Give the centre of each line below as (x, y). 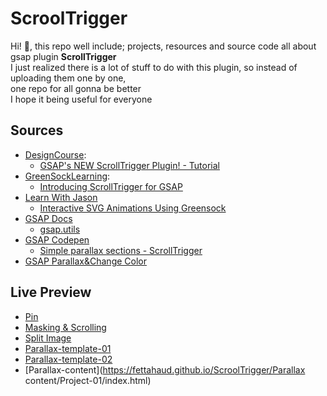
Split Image (48, 338)
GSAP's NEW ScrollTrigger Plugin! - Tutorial (129, 165)
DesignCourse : (55, 154)
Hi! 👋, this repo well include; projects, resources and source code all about (163, 46)
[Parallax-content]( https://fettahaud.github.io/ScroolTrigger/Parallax (165, 369)
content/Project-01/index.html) (88, 380)
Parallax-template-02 (68, 359)
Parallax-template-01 (68, 348)
